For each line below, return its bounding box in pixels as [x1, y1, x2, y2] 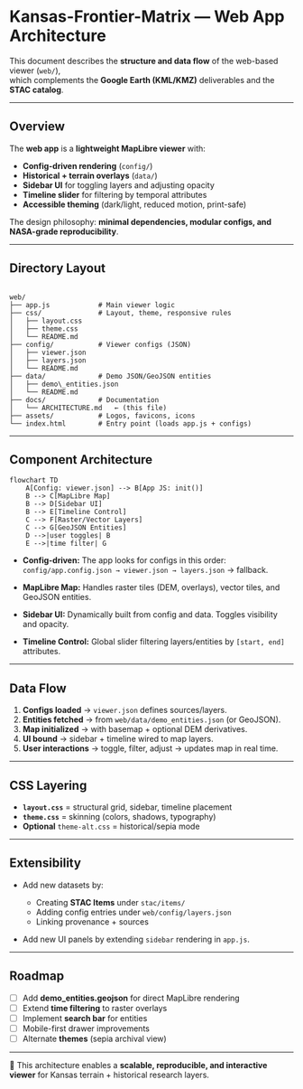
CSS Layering [9, 777, 87, 793]
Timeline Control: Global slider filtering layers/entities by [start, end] [22, 636, 286, 647]
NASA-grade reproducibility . [9, 226, 119, 237]
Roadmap [9, 969, 65, 984]
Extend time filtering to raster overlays [22, 1002, 168, 1013]
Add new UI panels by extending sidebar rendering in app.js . [22, 934, 250, 944]
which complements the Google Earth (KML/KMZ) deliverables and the [9, 74, 275, 85]
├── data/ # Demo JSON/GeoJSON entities [9, 371, 212, 380]
